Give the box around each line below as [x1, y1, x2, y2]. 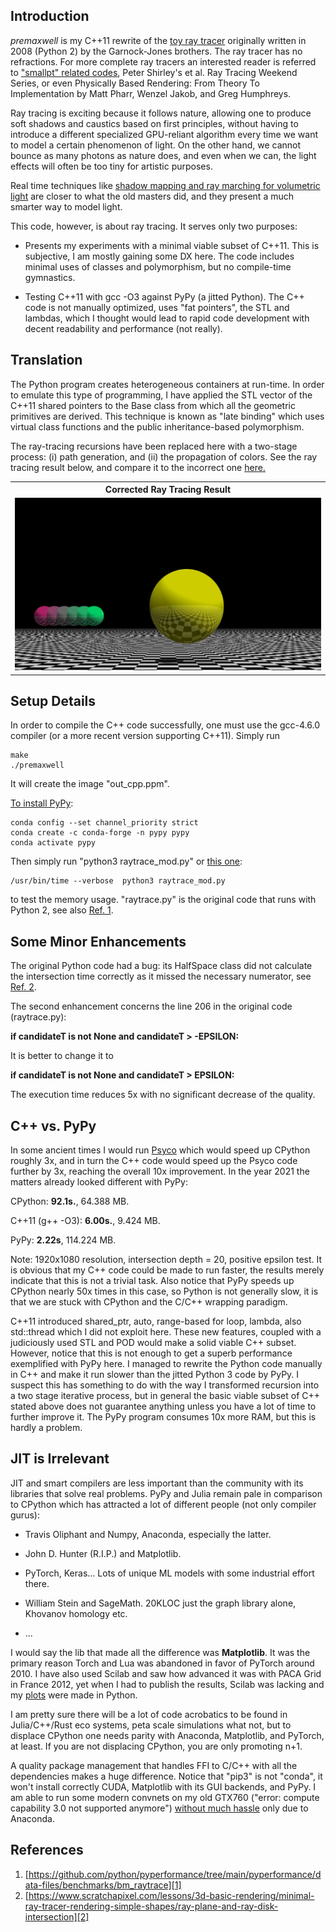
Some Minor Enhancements [10, 933, 187, 950]
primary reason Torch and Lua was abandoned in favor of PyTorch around [10, 1657, 315, 1669]
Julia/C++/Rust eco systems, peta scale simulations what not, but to [10, 1719, 292, 1731]
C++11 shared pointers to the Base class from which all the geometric [10, 399, 296, 411]
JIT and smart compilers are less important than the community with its [10, 1477, 304, 1489]
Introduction [10, 8, 90, 25]
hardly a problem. [10, 1421, 83, 1433]
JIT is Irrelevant [10, 1450, 110, 1468]
